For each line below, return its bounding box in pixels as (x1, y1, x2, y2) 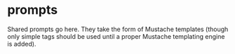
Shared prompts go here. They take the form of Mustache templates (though (7, 25, 229, 33)
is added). (7, 39, 36, 48)
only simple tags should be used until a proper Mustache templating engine (7, 32, 225, 40)
